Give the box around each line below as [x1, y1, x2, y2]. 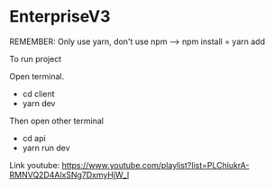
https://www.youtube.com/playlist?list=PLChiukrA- [61, 159, 250, 170]
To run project [9, 53, 62, 64]
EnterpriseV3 [9, 6, 111, 27]
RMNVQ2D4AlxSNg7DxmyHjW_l [9, 169, 130, 180]
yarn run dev [22, 142, 70, 153]
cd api [22, 132, 47, 143]
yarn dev [22, 97, 56, 109]
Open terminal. [9, 70, 65, 82]
